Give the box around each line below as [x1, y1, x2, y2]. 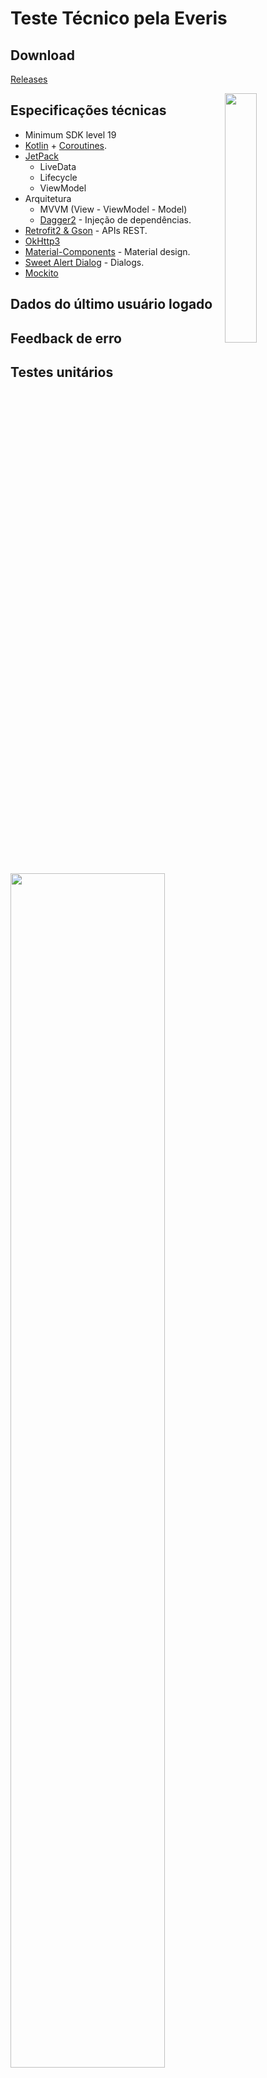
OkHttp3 [24, 235, 61, 247]
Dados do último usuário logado [10, 296, 213, 313]
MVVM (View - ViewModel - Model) [39, 203, 188, 215]
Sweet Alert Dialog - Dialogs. [24, 256, 145, 268]
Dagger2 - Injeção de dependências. [39, 213, 192, 226]
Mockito [24, 267, 59, 279]
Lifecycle [39, 171, 78, 183]
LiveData [39, 160, 77, 172]
